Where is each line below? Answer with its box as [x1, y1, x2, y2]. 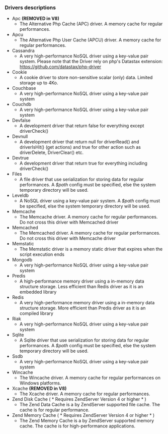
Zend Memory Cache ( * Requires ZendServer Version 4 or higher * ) [12, 412, 155, 418]
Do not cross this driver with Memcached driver [19, 219, 119, 226]
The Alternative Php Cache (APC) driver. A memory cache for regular [19, 21, 163, 27]
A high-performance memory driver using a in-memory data [19, 278, 144, 284]
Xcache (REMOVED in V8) [12, 386, 67, 392]
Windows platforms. [19, 380, 61, 386]
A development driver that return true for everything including [19, 160, 148, 167]
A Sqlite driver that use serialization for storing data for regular [19, 337, 149, 343]
